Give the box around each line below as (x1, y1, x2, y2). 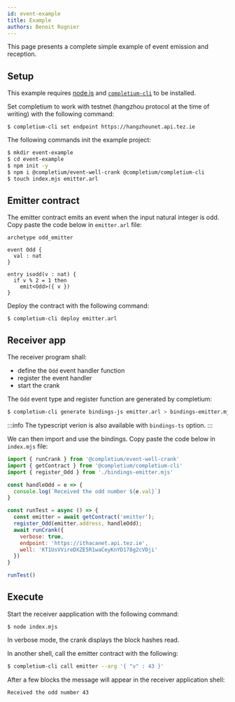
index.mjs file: (7, 442, 48, 450)
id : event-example (7, 10, 61, 18)
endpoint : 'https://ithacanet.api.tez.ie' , (20, 539, 149, 546)
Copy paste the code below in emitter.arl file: (7, 221, 142, 229)
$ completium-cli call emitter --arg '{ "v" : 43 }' (7, 663, 164, 670)
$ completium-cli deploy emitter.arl (7, 315, 117, 322)
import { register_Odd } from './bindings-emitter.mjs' (7, 469, 173, 476)
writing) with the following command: (7, 110, 115, 118)
